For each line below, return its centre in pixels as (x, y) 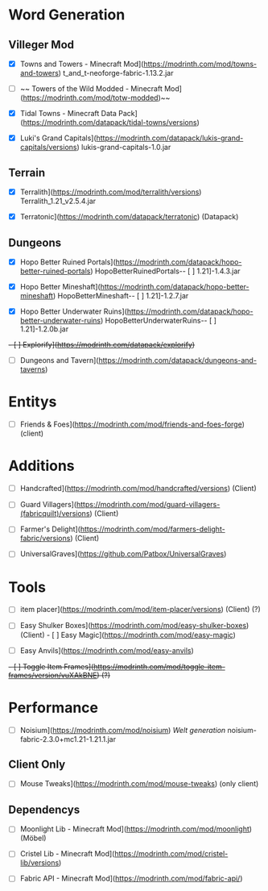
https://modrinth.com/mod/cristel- (171, 854)
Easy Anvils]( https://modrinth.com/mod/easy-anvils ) (107, 650)
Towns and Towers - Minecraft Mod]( (82, 64)
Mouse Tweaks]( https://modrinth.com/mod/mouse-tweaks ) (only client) (139, 784)
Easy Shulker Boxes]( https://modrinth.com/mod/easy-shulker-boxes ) (134, 626)
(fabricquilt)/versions (55, 514)
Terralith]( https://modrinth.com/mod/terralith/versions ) (111, 192)
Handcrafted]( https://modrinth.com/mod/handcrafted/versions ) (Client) (138, 489)
